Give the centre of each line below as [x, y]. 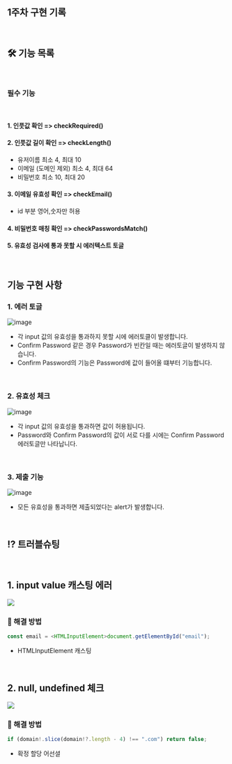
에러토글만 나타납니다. [47, 443]
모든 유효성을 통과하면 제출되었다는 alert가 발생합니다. [91, 507]
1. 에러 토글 [25, 307]
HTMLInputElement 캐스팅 [54, 650]
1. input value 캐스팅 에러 [60, 585]
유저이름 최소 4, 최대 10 [49, 160]
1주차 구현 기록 [37, 13]
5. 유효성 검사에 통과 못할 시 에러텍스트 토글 [65, 245]
